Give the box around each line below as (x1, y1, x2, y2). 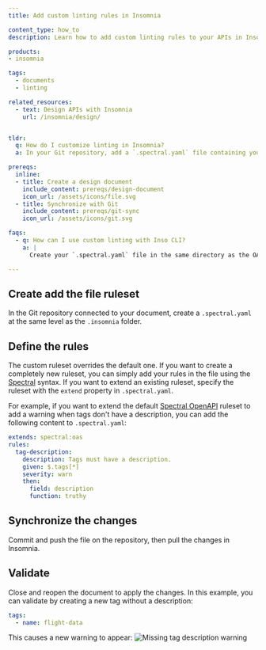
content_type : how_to (8, 25, 80, 34)
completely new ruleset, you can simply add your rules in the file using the (8, 369, 251, 378)
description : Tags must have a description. (22, 455, 172, 463)
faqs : (8, 229, 26, 238)
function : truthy (28, 492, 87, 500)
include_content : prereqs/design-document (22, 185, 165, 193)
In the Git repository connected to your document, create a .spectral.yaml (8, 308, 252, 317)
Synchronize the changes (8, 514, 138, 527)
